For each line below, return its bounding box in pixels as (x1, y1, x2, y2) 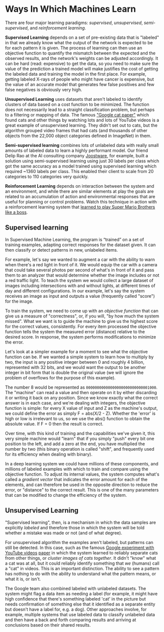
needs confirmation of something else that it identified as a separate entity (5, 601, 156, 607)
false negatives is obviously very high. (5, 86, 82, 92)
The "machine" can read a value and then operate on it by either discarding (5, 389, 157, 395)
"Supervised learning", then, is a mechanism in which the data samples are (5, 519, 156, 525)
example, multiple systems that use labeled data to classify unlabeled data (5, 611, 155, 617)
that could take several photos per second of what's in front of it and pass (5, 267, 154, 273)
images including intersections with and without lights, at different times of (5, 283, 156, 288)
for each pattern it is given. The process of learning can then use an (5, 45, 142, 51)
